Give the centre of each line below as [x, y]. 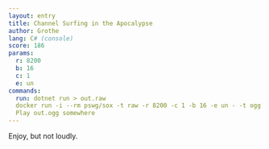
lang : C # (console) [41, 38]
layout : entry [32, 16]
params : [21, 53]
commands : [25, 91]
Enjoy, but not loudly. [43, 136]
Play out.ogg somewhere [55, 114]
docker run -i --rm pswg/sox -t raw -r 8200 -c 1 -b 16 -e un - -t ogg [139, 106]
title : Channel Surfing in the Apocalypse [81, 23]
